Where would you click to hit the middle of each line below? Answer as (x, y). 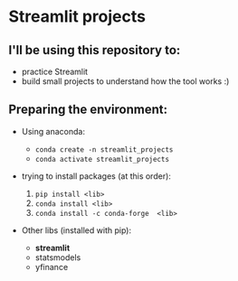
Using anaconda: (53, 131)
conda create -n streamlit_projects (104, 150)
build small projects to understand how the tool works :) (125, 81)
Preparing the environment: (88, 110)
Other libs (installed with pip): (76, 230)
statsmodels (58, 257)
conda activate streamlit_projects (102, 159)
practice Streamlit (54, 71)
